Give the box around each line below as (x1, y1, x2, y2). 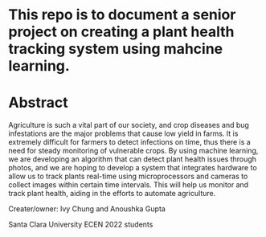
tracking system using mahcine (8, 40, 223, 58)
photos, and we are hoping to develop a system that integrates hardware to (8, 163, 257, 173)
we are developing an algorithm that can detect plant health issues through (8, 154, 257, 164)
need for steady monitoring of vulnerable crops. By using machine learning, (8, 146, 259, 156)
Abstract (8, 94, 68, 112)
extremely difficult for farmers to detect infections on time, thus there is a (8, 137, 251, 147)
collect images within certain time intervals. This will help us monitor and (8, 180, 249, 190)
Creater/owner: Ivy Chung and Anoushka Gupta (8, 204, 166, 214)
